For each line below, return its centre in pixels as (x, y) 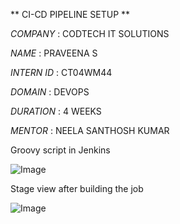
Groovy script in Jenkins (60, 150)
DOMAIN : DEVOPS (50, 92)
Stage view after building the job (77, 188)
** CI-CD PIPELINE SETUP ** (70, 14)
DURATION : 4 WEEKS (56, 111)
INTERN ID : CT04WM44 (61, 72)
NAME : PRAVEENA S (54, 53)
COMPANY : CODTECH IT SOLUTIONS (90, 33)
